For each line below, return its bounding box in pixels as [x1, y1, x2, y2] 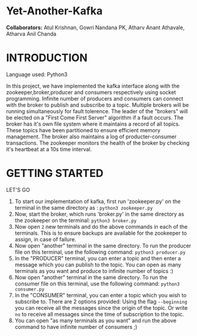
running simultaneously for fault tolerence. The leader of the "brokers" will [6, 107, 188, 114]
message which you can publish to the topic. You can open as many [14, 261, 182, 268]
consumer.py [14, 286, 45, 293]
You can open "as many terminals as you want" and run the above [14, 317, 177, 324]
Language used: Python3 [6, 70, 68, 78]
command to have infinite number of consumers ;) [14, 323, 138, 330]
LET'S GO [6, 186, 30, 193]
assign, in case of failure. [14, 235, 77, 242]
